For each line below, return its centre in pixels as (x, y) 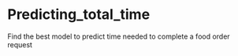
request (20, 44)
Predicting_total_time (79, 15)
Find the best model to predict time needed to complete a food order (119, 36)
